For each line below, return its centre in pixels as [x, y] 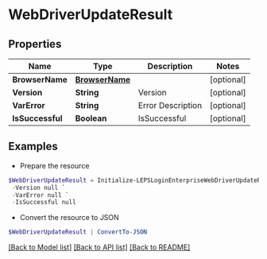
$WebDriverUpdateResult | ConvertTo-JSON [78, 232]
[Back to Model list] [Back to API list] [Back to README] [99, 247]
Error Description [170, 105]
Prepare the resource [54, 165]
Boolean [91, 118]
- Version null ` [39, 187]
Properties [35, 44]
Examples [33, 147]
